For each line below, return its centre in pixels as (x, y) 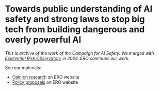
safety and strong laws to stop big (75, 19)
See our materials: (23, 67)
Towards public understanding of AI (79, 9)
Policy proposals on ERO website (45, 82)
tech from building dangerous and (75, 30)
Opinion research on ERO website (46, 77)
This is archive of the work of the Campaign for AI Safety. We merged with (79, 53)
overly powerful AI (43, 40)
